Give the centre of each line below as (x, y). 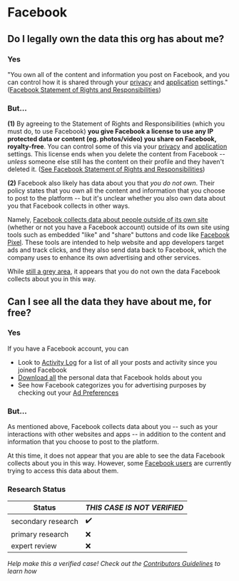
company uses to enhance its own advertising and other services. (104, 258)
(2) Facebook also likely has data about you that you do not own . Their (111, 183)
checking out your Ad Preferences (68, 393)
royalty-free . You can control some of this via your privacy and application (117, 146)
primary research (40, 535)
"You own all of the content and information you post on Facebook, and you (118, 74)
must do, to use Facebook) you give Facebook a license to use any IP (111, 131)
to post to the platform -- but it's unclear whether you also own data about (117, 198)
